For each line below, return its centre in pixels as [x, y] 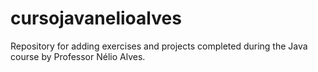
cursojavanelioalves [96, 18]
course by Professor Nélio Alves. [78, 56]
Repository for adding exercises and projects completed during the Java [159, 46]
